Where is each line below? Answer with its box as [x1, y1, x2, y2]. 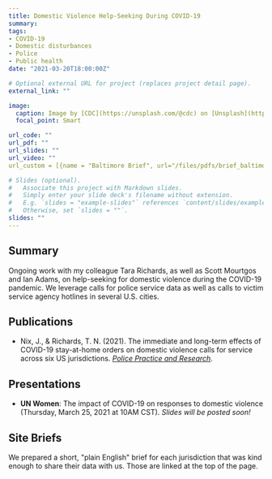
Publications [8, 314, 74, 329]
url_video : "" [8, 153, 57, 162]
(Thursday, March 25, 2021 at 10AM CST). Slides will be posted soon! [19, 408, 251, 417]
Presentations [8, 377, 81, 391]
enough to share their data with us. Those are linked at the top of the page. [8, 461, 258, 471]
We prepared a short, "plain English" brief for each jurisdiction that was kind [8, 452, 262, 462]
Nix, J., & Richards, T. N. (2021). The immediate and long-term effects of [19, 336, 261, 346]
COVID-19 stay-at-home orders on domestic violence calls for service [19, 345, 253, 355]
